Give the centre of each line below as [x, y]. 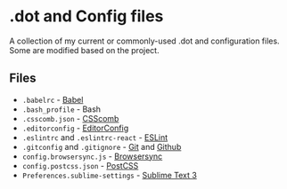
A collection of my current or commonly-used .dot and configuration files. [144, 41]
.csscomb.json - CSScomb [70, 118]
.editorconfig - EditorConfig [75, 128]
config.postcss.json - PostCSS [80, 165]
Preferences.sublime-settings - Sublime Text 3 [110, 175]
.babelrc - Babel [53, 99]
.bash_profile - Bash [61, 109]
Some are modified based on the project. [84, 50]
